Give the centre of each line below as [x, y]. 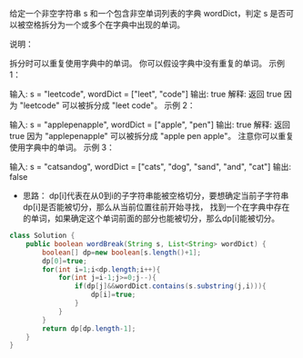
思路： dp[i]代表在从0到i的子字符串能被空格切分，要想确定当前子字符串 [156, 195]
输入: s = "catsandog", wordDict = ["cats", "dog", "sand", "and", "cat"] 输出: [150, 167]
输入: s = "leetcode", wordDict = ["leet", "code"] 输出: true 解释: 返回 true [146, 94]
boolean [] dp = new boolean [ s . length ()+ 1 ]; [122, 253]
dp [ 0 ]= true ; [65, 261]
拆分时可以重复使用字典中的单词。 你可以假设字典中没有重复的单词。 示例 [147, 63]
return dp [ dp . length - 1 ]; [89, 328]
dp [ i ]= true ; [113, 295]
